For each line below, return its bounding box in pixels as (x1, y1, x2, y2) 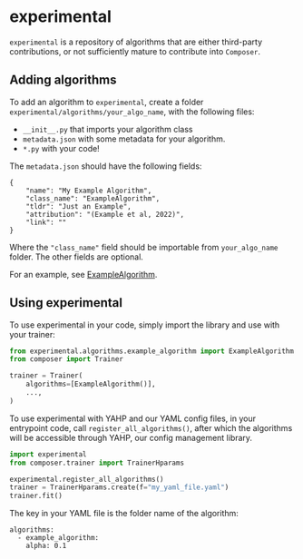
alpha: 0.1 (25, 542, 67, 551)
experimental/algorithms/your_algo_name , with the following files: (9, 106, 255, 117)
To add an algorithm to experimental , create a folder (9, 96, 204, 107)
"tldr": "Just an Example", (25, 201, 132, 211)
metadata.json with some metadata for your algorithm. (22, 133, 226, 144)
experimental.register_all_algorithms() (9, 475, 165, 484)
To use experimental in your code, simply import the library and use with (9, 319, 280, 330)
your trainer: (9, 329, 56, 339)
